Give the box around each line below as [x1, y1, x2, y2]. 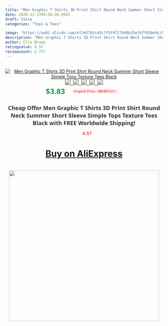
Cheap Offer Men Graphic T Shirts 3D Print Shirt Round [7, 103, 160, 112]
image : [5, 31, 19, 36]
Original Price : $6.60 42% [73, 88, 116, 93]
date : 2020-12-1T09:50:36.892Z [5, 12, 70, 17]
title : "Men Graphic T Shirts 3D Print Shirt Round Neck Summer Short [5, 7, 155, 13]
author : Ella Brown [5, 40, 46, 45]
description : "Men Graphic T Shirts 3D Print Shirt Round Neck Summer [5, 35, 155, 40]
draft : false [5, 17, 32, 22]
